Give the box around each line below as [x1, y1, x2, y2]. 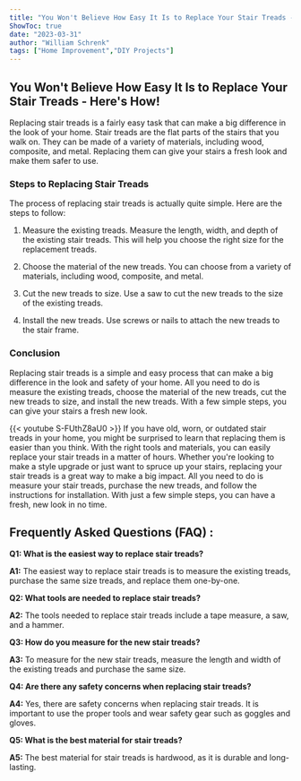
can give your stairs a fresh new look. [9, 405, 148, 416]
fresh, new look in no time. [9, 499, 107, 510]
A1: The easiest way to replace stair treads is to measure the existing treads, [9, 566, 291, 577]
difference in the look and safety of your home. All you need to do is [9, 377, 261, 388]
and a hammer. [9, 620, 64, 631]
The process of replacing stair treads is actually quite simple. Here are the [9, 198, 282, 209]
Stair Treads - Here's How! [9, 93, 160, 108]
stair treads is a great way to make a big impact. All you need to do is [9, 470, 264, 481]
